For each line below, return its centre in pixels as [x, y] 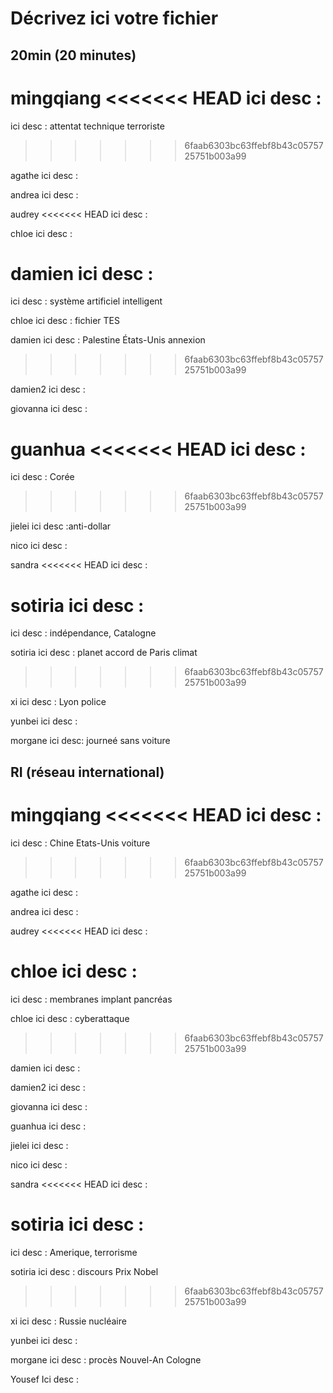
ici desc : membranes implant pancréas [91, 999]
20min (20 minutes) [73, 55]
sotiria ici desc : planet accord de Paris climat [104, 653]
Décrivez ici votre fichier [114, 18]
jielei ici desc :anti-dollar [61, 526]
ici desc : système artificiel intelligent [86, 301]
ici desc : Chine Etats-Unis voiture [80, 843]
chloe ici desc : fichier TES [65, 321]
